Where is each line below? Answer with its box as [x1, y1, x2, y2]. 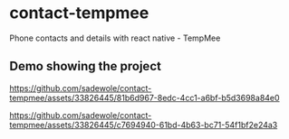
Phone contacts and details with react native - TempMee [9, 32, 221, 43]
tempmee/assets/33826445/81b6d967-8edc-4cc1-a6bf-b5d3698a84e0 [9, 92, 280, 103]
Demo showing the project [9, 59, 161, 74]
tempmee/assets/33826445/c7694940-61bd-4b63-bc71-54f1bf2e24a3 [9, 119, 278, 130]
